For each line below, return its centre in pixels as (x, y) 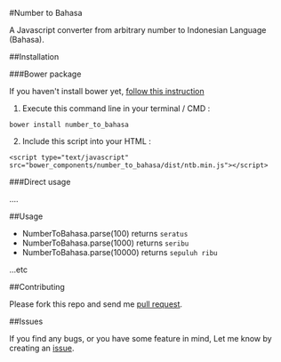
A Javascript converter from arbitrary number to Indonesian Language (138, 30)
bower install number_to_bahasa (69, 125)
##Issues (26, 321)
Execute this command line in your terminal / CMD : (116, 109)
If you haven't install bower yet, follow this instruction (107, 91)
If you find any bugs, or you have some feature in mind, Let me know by (141, 338)
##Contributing (37, 287)
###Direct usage (40, 182)
